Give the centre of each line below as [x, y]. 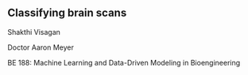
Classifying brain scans [67, 13]
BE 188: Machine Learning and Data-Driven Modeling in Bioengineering [124, 62]
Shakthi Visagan [34, 32]
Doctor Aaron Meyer [41, 47]
